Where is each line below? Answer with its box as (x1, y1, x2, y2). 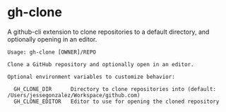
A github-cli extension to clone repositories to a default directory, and (7, 27, 210, 36)
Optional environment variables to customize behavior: (7, 73, 175, 80)
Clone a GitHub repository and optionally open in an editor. (7, 61, 194, 68)
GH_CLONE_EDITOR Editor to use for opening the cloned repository (13, 98, 220, 105)
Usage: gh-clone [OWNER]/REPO (7, 49, 97, 56)
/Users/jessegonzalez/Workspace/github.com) (7, 92, 141, 99)
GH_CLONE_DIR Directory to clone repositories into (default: (13, 85, 217, 92)
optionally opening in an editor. (7, 35, 97, 43)
